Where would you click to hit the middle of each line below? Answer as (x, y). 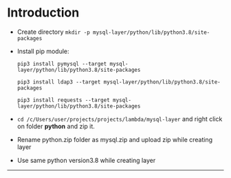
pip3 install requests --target (63, 100)
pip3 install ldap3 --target (59, 82)
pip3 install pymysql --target (62, 63)
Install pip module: (43, 51)
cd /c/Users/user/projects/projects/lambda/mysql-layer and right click (120, 119)
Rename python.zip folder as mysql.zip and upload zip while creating (115, 139)
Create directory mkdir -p (54, 32)
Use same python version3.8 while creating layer (86, 160)
